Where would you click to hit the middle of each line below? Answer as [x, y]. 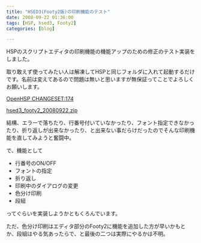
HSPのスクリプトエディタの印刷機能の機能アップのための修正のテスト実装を [101, 52]
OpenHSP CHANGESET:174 [40, 99]
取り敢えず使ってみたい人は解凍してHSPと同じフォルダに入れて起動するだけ [100, 72]
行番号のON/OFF [36, 163]
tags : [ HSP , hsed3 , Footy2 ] [41, 23]
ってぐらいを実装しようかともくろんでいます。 [64, 214]
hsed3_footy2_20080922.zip [42, 110]
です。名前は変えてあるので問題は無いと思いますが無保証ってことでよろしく [100, 79]
